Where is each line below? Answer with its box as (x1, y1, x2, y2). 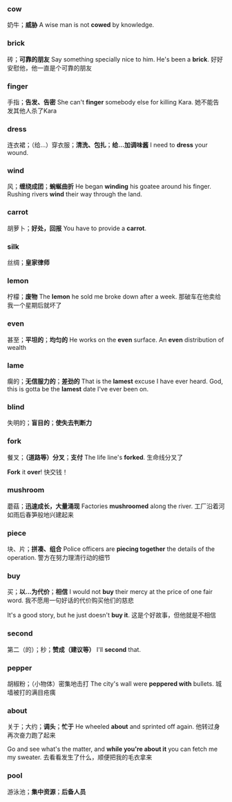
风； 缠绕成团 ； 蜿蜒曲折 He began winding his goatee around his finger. (7, 183, 212, 191)
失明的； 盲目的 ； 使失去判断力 (7, 419, 92, 427)
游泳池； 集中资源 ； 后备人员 (7, 787, 86, 796)
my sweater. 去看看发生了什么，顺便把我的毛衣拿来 (7, 753, 153, 761)
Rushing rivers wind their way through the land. (7, 190, 143, 198)
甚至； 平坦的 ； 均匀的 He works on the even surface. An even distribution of (7, 335, 224, 344)
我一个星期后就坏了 (7, 301, 62, 310)
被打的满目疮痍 (12, 689, 56, 697)
